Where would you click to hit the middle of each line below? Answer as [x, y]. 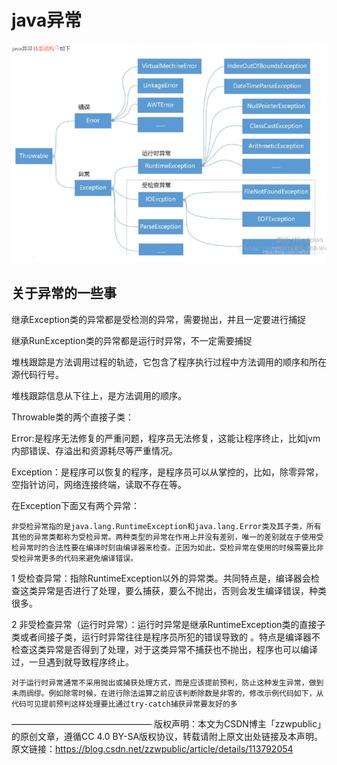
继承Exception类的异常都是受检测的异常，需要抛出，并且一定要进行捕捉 [159, 319]
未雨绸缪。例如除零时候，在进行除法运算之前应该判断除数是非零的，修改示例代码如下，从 [167, 693]
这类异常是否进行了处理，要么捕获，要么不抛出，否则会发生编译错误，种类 [173, 590]
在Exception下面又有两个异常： [76, 505]
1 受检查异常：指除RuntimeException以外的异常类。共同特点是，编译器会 [161, 578]
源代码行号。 [37, 374]
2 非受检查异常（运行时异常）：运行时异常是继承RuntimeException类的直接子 [168, 624]
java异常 [47, 20]
